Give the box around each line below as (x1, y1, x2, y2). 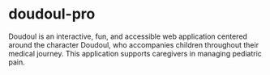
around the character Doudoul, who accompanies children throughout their (8, 40, 259, 49)
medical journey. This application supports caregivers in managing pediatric (8, 48, 262, 58)
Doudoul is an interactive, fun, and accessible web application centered (8, 31, 247, 41)
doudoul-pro (8, 5, 96, 23)
